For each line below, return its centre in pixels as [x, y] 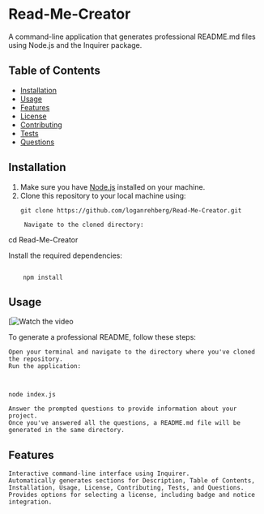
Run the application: [45, 366]
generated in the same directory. [67, 430]
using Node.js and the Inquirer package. [75, 45]
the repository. [36, 359]
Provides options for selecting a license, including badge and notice [132, 495]
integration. [30, 502]
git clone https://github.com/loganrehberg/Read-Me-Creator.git [131, 210]
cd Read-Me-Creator [43, 239]
